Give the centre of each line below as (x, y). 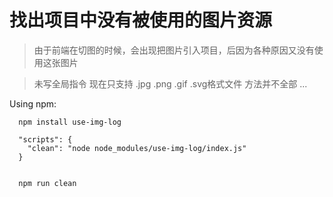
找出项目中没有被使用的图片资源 (141, 20)
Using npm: (33, 103)
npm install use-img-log (70, 122)
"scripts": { (45, 139)
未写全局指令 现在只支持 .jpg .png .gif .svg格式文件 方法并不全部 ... (170, 83)
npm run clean (47, 183)
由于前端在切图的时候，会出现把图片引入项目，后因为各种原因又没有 (174, 50)
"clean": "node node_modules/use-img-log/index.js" (137, 148)
